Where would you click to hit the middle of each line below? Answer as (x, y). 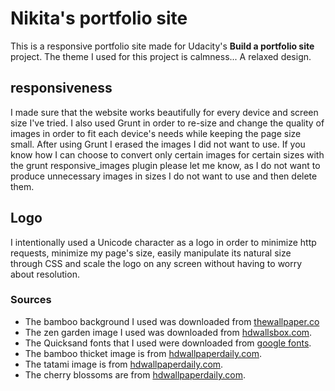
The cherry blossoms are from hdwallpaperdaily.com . (135, 374)
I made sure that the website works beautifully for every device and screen (164, 112)
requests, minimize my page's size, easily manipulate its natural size (151, 253)
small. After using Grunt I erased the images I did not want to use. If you (158, 144)
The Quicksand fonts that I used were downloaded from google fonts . (168, 343)
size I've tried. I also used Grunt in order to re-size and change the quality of (167, 123)
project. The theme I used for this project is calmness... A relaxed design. (161, 56)
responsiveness (61, 88)
